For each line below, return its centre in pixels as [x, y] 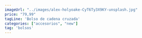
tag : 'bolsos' [19, 28]
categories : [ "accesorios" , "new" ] [41, 23]
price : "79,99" [20, 14]
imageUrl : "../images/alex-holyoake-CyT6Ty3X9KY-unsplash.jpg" [71, 10]
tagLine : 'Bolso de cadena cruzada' [42, 19]
